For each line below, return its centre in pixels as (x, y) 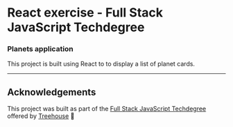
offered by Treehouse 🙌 (41, 116)
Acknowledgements (52, 92)
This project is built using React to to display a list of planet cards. (101, 64)
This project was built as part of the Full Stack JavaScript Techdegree (107, 109)
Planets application (41, 49)
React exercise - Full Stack (85, 13)
